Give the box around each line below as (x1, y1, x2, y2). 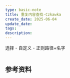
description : (5, 30, 32, 35)
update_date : (5, 21, 32, 26)
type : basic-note (5, 7, 41, 12)
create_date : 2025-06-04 (5, 16, 57, 21)
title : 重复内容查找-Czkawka (5, 12, 61, 17)
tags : (5, 26, 16, 31)
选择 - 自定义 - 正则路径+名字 (5, 45, 65, 50)
